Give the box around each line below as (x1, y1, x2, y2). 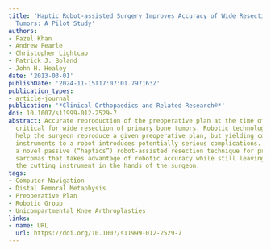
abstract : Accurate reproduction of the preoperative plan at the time (8, 117, 254, 125)
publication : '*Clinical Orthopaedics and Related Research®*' (8, 102, 226, 110)
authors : (8, 27, 38, 35)
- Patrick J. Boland (8, 57, 78, 65)
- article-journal (8, 94, 70, 102)
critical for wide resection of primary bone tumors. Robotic (15, 124, 229, 132)
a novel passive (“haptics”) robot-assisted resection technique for (15, 147, 254, 155)
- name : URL (8, 222, 48, 230)
